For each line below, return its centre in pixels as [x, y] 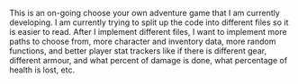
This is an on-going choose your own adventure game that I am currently [145, 13]
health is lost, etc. [42, 70]
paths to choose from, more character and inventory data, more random [143, 41]
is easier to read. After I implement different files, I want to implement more [148, 32]
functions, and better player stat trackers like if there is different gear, [138, 51]
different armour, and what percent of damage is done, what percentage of [149, 60]
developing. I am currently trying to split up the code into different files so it [149, 22]
